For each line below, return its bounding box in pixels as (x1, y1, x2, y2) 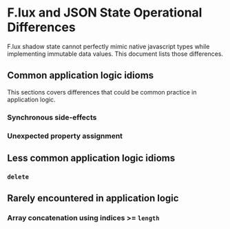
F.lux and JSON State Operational (7, 5, 202, 21)
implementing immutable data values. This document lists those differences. (7, 50, 224, 58)
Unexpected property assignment (7, 131, 123, 141)
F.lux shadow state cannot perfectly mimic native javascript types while (7, 42, 210, 50)
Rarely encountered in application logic (7, 192, 179, 204)
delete (7, 172, 30, 181)
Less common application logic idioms (7, 152, 176, 163)
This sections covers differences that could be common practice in (7, 88, 197, 96)
